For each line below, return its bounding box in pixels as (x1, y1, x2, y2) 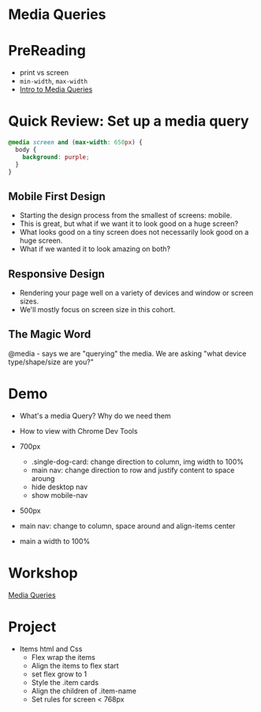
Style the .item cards (31, 677, 99, 687)
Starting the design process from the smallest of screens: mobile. (19, 211, 233, 220)
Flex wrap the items (31, 652, 96, 661)
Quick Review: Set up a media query (8, 112, 250, 130)
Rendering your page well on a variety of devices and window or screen (19, 288, 254, 298)
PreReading (8, 42, 87, 60)
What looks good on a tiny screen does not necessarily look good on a (19, 228, 249, 237)
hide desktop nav (31, 482, 88, 492)
